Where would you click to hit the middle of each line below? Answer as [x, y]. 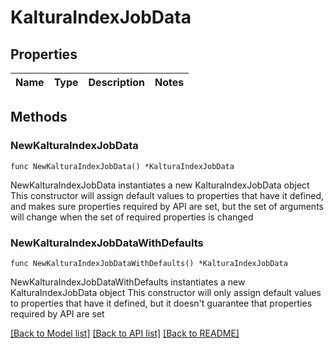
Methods [39, 117]
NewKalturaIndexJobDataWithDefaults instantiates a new [128, 282]
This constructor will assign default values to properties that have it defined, [167, 195]
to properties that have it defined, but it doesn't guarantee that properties [161, 303]
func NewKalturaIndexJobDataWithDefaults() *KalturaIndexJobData [149, 263]
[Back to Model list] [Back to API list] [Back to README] [125, 333]
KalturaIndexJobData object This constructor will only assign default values [166, 292]
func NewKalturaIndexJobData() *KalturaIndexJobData [122, 166]
